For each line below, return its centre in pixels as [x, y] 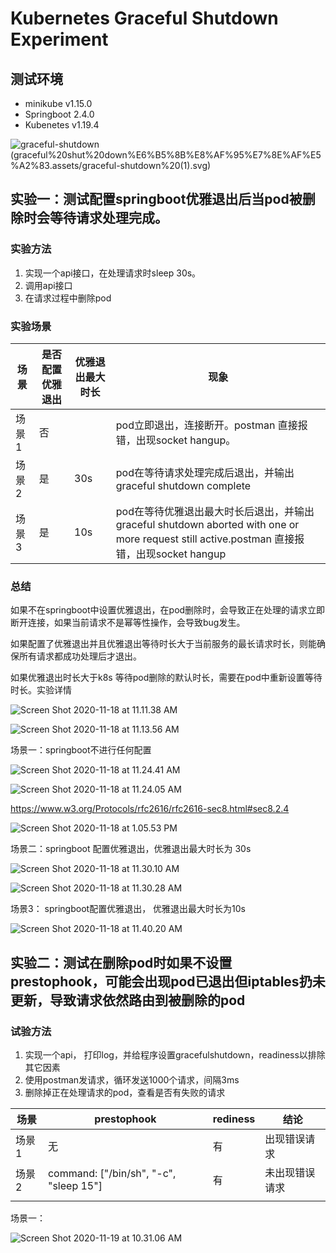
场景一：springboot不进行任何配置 [81, 750]
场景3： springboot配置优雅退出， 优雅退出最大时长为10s [128, 909]
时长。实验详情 [41, 690]
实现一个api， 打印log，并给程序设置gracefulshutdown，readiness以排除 [175, 1054]
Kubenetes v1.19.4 [62, 125]
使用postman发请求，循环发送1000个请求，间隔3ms [132, 1079]
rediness [234, 1119]
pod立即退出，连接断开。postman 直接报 [211, 425]
